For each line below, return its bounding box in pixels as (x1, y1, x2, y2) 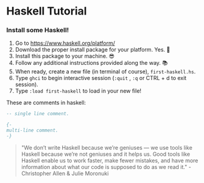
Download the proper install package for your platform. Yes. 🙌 (15, 46, 171, 53)
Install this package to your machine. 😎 (15, 53, 114, 60)
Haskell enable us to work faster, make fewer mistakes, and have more (21, 156, 199, 164)
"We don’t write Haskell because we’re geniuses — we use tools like (21, 144, 193, 151)
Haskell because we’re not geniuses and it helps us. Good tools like (21, 150, 191, 158)
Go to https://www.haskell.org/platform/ (15, 39, 116, 47)
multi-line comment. (6, 127, 59, 134)
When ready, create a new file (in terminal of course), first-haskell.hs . (15, 68, 196, 75)
